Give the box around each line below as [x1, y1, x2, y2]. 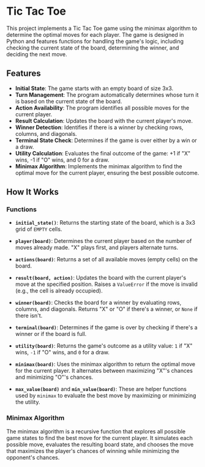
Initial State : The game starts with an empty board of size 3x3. [15, 84, 174, 92]
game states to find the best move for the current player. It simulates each [6, 434, 193, 441]
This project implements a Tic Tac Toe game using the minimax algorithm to [6, 24, 198, 32]
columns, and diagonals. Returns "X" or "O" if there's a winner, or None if [15, 305, 198, 313]
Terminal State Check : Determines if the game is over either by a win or [15, 136, 197, 144]
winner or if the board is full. [15, 331, 87, 338]
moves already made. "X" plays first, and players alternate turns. [15, 244, 179, 252]
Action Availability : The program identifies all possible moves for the [15, 104, 190, 111]
